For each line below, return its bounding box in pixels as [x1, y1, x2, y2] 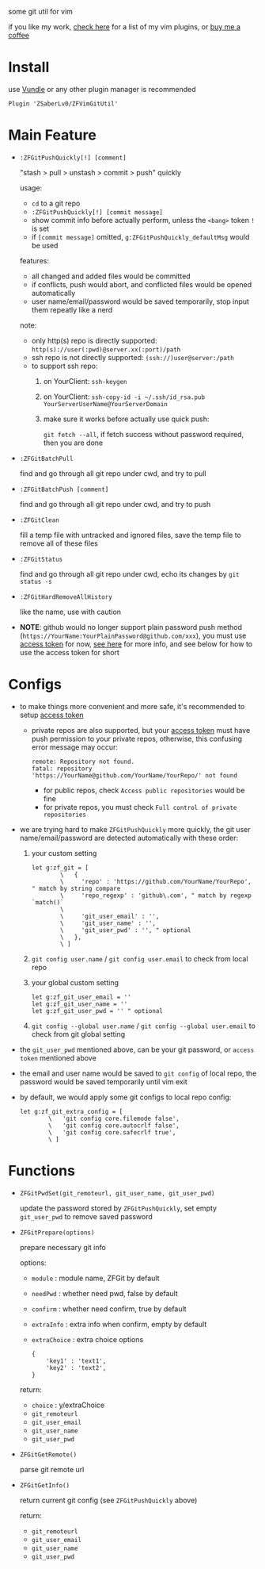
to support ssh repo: [31, 361, 98, 370]
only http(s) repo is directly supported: [31, 336, 157, 345]
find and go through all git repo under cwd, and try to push [19, 499, 211, 508]
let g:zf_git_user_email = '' [31, 993, 132, 1001]
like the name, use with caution [19, 607, 121, 616]
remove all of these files [19, 539, 99, 548]
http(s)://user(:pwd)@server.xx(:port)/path [31, 345, 181, 354]
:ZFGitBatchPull [19, 455, 74, 462]
